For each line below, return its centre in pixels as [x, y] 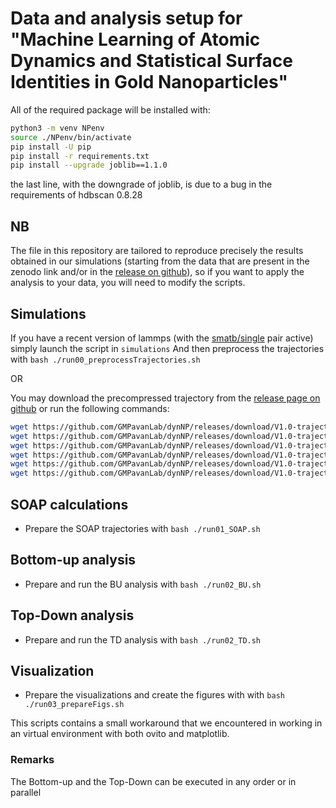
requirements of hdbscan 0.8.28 [76, 195]
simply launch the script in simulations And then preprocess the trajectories [167, 348]
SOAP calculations [69, 504]
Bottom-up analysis [73, 560]
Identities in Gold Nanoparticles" [149, 82]
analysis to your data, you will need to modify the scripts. [128, 283]
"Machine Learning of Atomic [135, 39]
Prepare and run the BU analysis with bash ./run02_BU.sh [143, 584]
